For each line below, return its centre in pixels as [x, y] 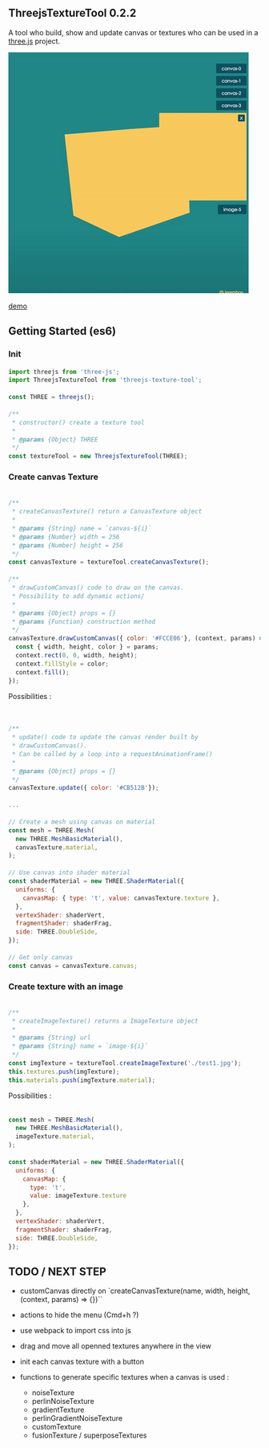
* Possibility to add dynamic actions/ [78, 596]
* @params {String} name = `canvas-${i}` [82, 528]
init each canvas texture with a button [82, 1362]
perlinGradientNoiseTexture [77, 1418]
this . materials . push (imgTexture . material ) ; [82, 1080]
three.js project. [34, 41]
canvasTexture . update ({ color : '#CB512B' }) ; [84, 788]
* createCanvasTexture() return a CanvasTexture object [107, 512]
